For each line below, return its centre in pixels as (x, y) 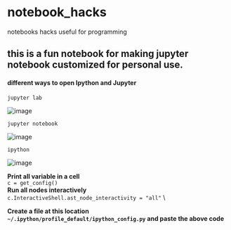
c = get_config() (33, 183)
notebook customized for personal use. (95, 65)
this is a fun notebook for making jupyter (98, 54)
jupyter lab (25, 98)
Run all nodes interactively (47, 190)
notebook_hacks (57, 12)
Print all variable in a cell (44, 176)
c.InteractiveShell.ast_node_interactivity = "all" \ (86, 197)
